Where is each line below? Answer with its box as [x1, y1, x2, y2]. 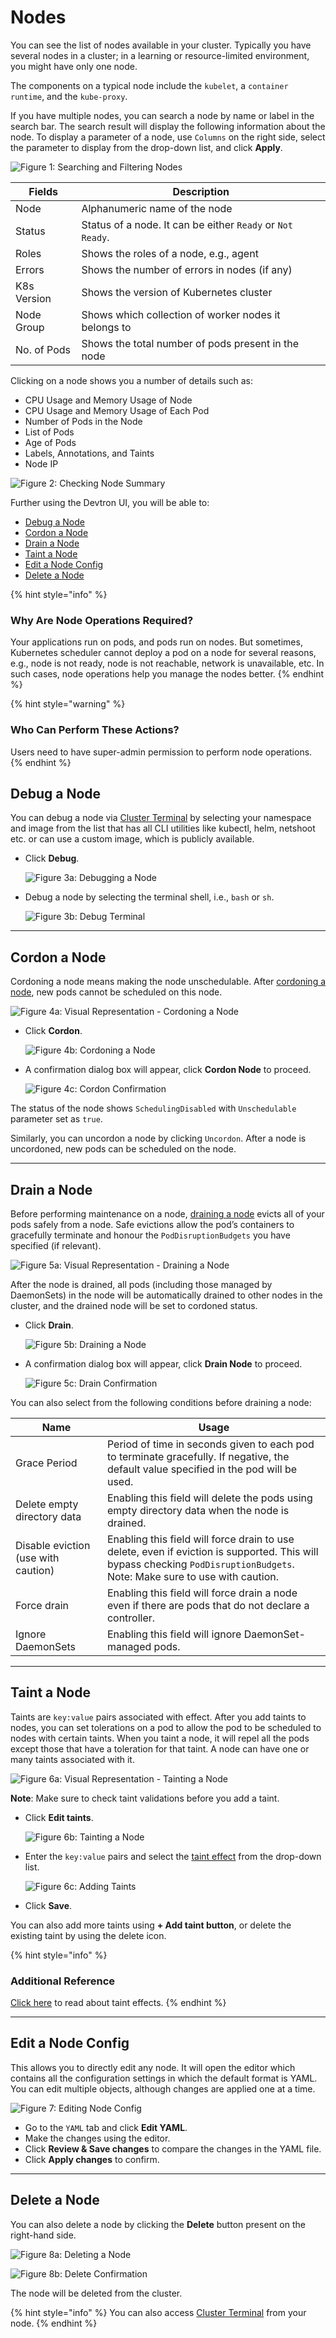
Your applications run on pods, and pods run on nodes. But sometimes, [10, 636, 303, 648]
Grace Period [15, 1456, 78, 1470]
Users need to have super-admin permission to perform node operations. [10, 746, 313, 758]
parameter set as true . [10, 1113, 103, 1125]
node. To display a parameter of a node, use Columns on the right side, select [10, 131, 326, 143]
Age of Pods [24, 436, 77, 448]
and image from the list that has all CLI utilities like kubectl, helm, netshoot [10, 822, 316, 835]
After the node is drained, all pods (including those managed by [10, 1278, 273, 1290]
